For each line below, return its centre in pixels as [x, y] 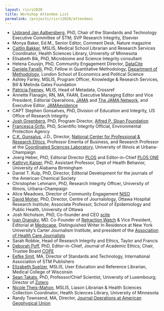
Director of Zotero [30, 283]
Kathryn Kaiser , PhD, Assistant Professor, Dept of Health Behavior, [79, 163]
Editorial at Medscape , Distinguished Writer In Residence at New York [82, 225]
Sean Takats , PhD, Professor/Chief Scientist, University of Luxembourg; [84, 277]
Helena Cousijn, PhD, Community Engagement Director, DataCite [77, 64]
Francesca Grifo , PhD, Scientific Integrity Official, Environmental [77, 126]
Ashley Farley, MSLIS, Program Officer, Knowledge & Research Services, [85, 79]
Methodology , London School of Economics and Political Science [78, 74]
